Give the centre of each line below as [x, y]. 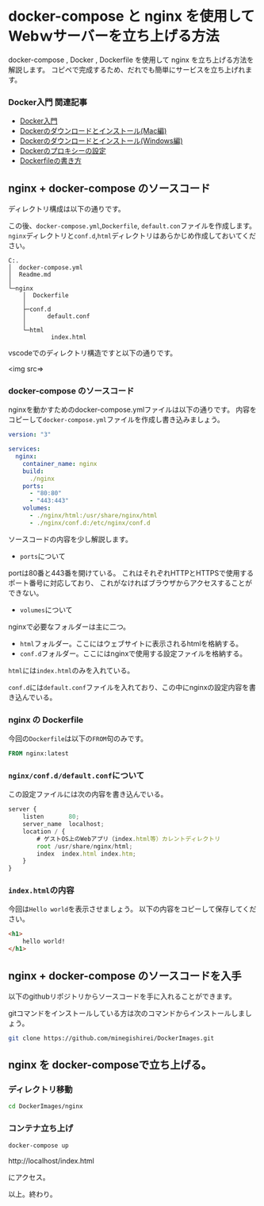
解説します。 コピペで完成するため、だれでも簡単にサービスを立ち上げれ [127, 69]
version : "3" [30, 435]
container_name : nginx [60, 463]
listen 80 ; [51, 817]
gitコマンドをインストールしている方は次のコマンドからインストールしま [127, 1013]
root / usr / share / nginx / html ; [85, 846]
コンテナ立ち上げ [41, 1128]
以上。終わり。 [33, 1194]
